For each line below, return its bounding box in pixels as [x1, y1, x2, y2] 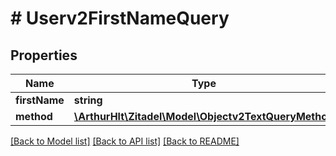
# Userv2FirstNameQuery [10, 7, 230, 30]
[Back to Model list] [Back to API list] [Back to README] [10, 135, 240, 147]
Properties [10, 47, 78, 64]
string [73, 93, 103, 107]
